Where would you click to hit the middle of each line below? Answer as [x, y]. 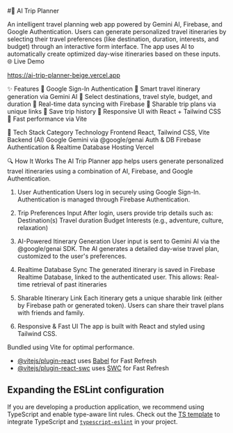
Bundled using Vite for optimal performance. [71, 347]
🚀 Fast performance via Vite [47, 119]
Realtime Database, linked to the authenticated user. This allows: [110, 277]
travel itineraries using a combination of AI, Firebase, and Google [100, 171]
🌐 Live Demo [26, 61]
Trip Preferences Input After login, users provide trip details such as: [115, 213]
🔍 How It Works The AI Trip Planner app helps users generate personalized [115, 161]
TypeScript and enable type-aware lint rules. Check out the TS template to [114, 414]
